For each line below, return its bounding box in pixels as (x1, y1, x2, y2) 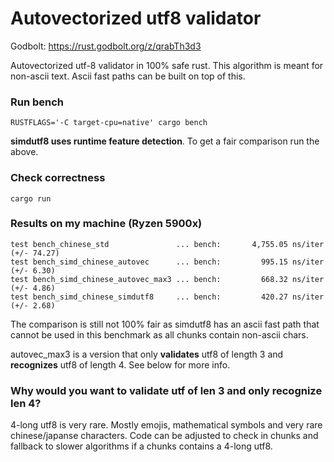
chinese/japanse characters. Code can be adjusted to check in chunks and (10, 430, 319, 442)
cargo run (10, 193, 52, 204)
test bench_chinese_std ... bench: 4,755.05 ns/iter (10, 239, 325, 249)
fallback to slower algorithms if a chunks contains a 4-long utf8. (10, 440, 273, 452)
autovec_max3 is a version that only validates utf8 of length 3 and (10, 348, 284, 360)
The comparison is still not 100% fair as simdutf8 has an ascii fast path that (10, 318, 320, 330)
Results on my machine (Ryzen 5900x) (10, 217, 203, 231)
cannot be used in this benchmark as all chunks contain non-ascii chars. (10, 328, 309, 341)
